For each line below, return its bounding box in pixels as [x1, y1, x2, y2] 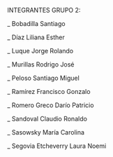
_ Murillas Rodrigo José [7, 60, 75, 69]
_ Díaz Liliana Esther [7, 33, 65, 41]
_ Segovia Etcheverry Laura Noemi [7, 142, 107, 150]
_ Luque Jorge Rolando [7, 47, 74, 55]
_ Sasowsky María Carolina [7, 128, 85, 136]
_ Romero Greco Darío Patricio [7, 101, 94, 109]
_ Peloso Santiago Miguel [7, 74, 80, 82]
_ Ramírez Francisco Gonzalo [7, 88, 91, 95]
